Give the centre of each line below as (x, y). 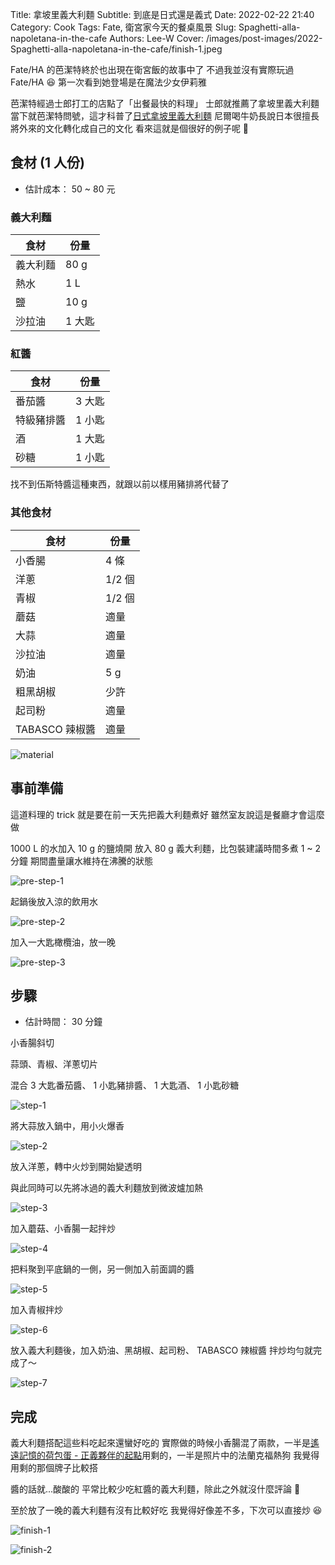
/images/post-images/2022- (264, 38)
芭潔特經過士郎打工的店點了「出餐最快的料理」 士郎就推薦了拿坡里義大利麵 (165, 103)
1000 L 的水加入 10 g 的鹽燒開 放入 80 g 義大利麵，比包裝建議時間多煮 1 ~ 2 (166, 848)
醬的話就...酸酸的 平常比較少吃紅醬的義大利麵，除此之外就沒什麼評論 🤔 (155, 1489)
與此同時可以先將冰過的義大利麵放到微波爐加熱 (106, 1188)
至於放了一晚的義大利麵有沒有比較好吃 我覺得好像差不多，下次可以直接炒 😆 (166, 1510)
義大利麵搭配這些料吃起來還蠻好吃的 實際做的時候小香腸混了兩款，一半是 (160, 1443)
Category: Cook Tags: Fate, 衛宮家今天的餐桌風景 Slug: (123, 27)
